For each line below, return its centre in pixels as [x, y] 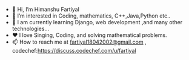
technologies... [31, 28]
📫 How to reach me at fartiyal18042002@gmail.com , [79, 42]
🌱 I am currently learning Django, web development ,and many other [97, 22]
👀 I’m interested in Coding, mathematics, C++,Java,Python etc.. [91, 16]
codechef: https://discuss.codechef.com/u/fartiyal [74, 51]
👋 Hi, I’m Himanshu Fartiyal [46, 9]
